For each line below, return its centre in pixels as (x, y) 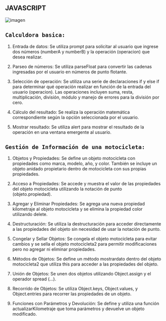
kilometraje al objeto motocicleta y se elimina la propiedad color (77, 209)
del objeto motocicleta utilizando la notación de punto (67, 189)
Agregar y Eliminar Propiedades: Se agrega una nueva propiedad (79, 204)
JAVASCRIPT (26, 8)
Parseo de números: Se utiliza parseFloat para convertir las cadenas (82, 66)
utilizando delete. (30, 214)
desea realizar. (28, 57)
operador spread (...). (34, 279)
